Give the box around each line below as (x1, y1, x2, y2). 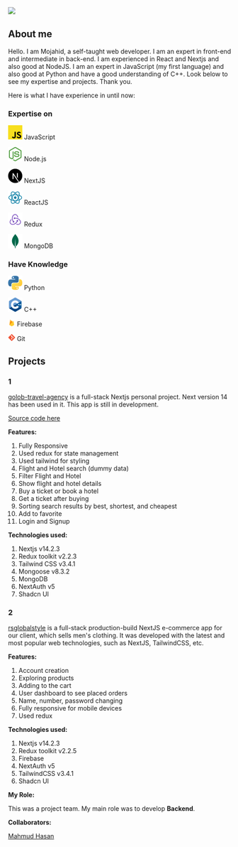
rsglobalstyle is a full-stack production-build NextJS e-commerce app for (8, 624, 222, 632)
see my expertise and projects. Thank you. (8, 77, 133, 85)
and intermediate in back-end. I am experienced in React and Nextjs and (8, 54, 219, 63)
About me (8, 28, 52, 41)
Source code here (8, 414, 61, 423)
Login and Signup (18, 517, 70, 526)
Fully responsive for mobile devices (18, 704, 123, 713)
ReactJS (23, 198, 49, 207)
